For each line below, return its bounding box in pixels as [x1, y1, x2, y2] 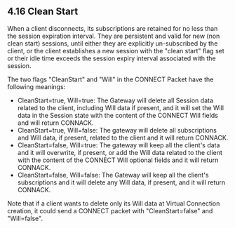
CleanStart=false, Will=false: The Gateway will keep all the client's [17, 170, 209, 179]
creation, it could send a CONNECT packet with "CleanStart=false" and [7, 206, 213, 215]
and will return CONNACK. [17, 119, 94, 127]
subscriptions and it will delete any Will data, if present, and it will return [17, 178, 226, 187]
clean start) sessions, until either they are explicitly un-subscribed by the [7, 39, 218, 48]
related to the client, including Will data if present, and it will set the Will [17, 103, 224, 112]
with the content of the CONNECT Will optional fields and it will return [17, 156, 219, 164]
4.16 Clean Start [7, 6, 79, 18]
